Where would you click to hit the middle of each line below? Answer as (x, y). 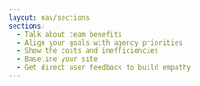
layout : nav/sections (49, 17)
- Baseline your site (57, 59)
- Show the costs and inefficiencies (88, 51)
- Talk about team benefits (70, 34)
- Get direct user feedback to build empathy (104, 68)
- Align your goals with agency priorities (100, 43)
